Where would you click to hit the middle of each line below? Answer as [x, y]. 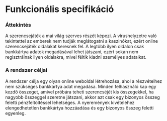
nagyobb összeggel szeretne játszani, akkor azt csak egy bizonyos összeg [82, 97]
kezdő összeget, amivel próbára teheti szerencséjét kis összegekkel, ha [80, 92]
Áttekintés [18, 25]
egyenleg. [16, 113]
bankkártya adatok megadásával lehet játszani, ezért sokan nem [72, 52]
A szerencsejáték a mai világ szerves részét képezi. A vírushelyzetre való [81, 36]
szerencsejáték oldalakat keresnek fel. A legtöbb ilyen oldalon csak [75, 47]
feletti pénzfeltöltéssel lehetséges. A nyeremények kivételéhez [70, 102]
